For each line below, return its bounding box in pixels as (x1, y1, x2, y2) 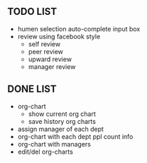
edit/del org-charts (17, 147, 73, 156)
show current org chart (28, 110, 96, 118)
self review (28, 39, 61, 48)
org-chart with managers (17, 140, 91, 148)
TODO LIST (7, 6, 58, 18)
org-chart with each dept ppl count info (17, 132, 134, 141)
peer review (28, 47, 64, 56)
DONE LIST (7, 83, 57, 95)
